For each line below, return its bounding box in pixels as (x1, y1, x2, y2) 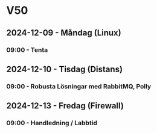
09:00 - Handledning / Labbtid (6, 119, 98, 127)
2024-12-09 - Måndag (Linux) (6, 28, 122, 38)
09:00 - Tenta (6, 46, 48, 54)
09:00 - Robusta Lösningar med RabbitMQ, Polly (6, 82, 152, 90)
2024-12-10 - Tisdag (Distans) (6, 64, 123, 74)
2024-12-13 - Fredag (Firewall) (6, 101, 124, 111)
